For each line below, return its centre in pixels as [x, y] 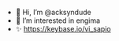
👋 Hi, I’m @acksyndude [54, 12]
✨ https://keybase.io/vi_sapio [63, 29]
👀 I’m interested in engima [58, 20]
